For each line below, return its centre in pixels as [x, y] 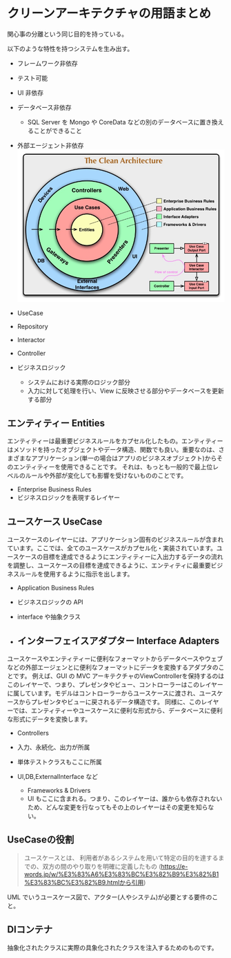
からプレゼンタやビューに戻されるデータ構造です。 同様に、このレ [113, 702]
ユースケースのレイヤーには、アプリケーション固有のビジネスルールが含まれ [115, 540]
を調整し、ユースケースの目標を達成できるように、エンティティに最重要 [109, 565]
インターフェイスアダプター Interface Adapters [118, 640]
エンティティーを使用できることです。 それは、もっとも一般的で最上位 [113, 467]
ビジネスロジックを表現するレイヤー [69, 498]
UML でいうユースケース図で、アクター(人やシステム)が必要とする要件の [110, 897]
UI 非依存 [30, 93]
